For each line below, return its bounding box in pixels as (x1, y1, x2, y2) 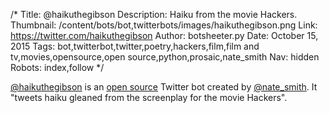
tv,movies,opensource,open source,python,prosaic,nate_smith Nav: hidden (10, 51, 320, 63)
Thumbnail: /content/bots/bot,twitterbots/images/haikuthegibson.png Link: (10, 19, 318, 31)
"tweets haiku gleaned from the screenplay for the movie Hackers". (10, 92, 288, 103)
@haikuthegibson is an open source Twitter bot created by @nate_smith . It (10, 81, 318, 93)
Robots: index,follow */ (10, 62, 105, 73)
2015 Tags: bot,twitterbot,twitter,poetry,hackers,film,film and (10, 40, 260, 52)
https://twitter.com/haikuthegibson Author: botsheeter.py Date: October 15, (10, 30, 319, 41)
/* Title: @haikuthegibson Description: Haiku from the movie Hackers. (10, 9, 298, 20)
